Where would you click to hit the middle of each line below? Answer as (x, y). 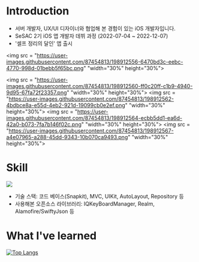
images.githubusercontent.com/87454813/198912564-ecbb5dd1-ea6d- (94, 118)
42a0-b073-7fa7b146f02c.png (44, 124)
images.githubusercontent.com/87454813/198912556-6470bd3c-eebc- (95, 62)
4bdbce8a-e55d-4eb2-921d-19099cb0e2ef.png (66, 105)
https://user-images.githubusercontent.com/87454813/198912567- (91, 131)
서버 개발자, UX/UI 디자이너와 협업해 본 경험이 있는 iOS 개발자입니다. (95, 28)
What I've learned (52, 236)
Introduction (38, 11)
